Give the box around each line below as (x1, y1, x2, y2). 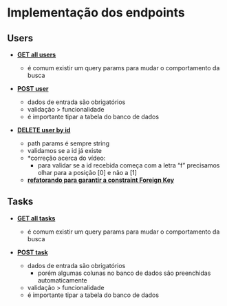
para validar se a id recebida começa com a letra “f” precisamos (37, 161, 220, 170)
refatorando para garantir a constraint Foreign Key (27, 176, 175, 184)
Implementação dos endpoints (7, 5, 185, 21)
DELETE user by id (17, 126, 71, 134)
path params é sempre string (27, 139, 110, 147)
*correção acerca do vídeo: (27, 154, 106, 162)
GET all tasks (17, 214, 56, 222)
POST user (17, 85, 49, 92)
